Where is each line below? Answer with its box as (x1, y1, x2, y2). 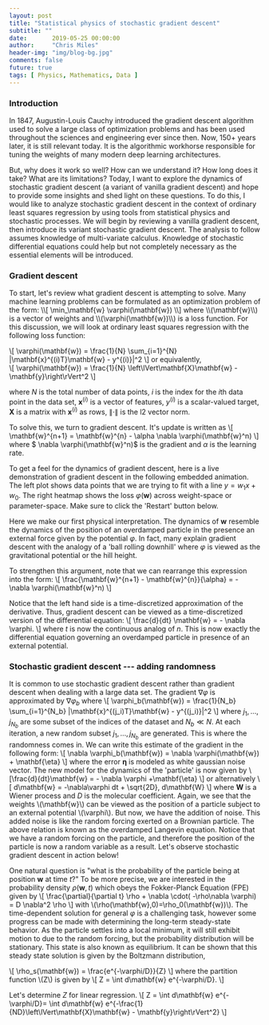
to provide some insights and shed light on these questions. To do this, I (9, 190, 246, 200)
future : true (9, 64, 53, 72)
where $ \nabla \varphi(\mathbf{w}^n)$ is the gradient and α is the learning (9, 439, 257, 449)
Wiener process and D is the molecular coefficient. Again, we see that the (9, 791, 251, 800)
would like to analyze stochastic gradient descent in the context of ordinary (9, 199, 257, 209)
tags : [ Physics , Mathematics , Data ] (9, 71, 138, 79)
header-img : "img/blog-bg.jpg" (9, 49, 113, 57)
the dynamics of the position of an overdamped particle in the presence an (9, 525, 255, 535)
